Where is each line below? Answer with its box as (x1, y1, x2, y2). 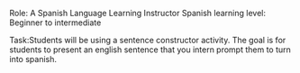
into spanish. (9, 54, 57, 64)
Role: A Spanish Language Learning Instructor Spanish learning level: (9, 8, 266, 18)
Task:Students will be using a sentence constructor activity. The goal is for (9, 35, 286, 45)
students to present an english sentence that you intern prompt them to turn (9, 44, 291, 55)
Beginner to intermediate (9, 17, 102, 28)
